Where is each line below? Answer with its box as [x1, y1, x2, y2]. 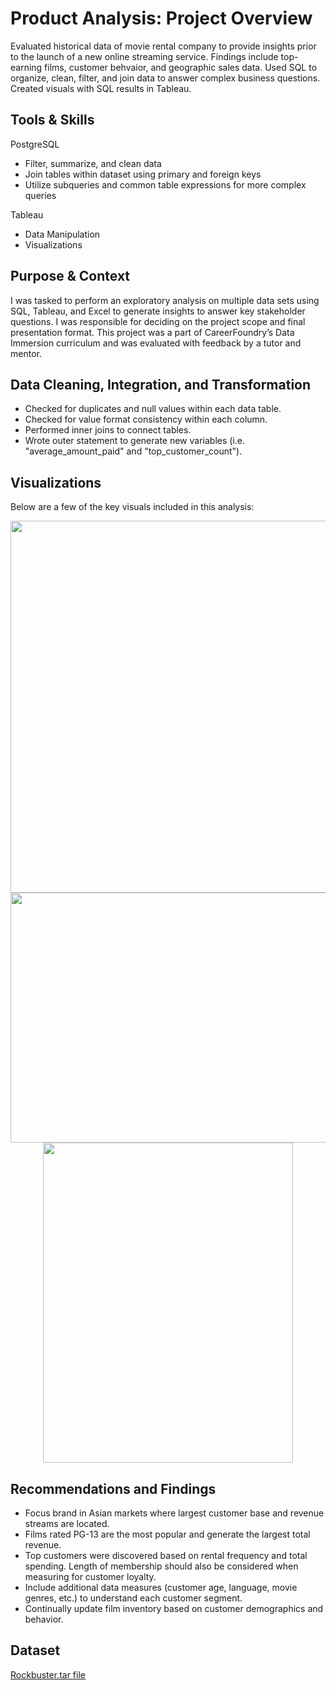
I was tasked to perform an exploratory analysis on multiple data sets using [10, 294, 320, 306]
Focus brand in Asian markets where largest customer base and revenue [24, 1507, 325, 1519]
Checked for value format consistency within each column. [24, 413, 268, 426]
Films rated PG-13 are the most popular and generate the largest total [24, 1528, 311, 1540]
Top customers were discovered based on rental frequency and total [24, 1550, 308, 1561]
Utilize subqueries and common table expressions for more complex [24, 178, 307, 191]
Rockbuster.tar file [10, 1668, 86, 1681]
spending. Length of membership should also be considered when [24, 1560, 299, 1572]
